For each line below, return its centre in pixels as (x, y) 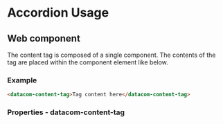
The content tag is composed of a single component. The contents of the (111, 55)
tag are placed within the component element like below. (88, 62)
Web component (44, 38)
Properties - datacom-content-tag (66, 112)
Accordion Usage (58, 13)
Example (22, 80)
